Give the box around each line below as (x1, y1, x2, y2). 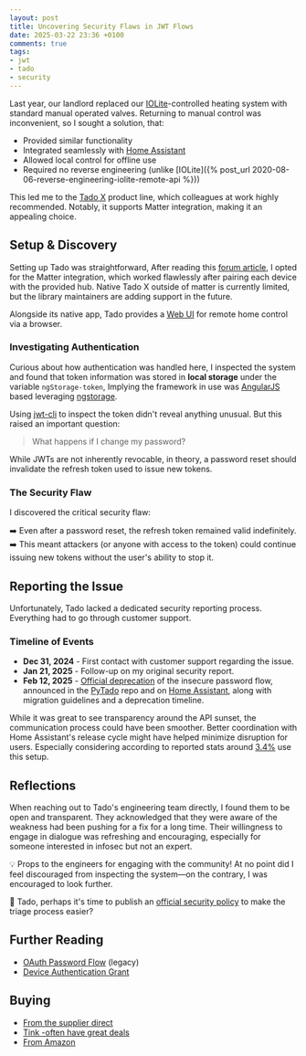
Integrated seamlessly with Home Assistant (22, 144, 186, 155)
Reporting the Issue (9, 578, 124, 594)
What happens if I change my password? (31, 436, 186, 447)
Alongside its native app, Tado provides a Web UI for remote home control (9, 308, 289, 320)
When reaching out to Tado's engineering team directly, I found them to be (9, 802, 290, 813)
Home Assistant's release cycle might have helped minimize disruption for (9, 732, 289, 743)
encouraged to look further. (9, 879, 113, 890)
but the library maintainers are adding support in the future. (9, 290, 233, 301)
